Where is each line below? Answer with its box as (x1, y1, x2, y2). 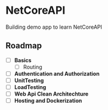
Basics (14, 56, 32, 63)
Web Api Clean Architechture (14, 90, 89, 97)
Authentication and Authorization (14, 70, 100, 77)
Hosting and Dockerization (14, 97, 82, 105)
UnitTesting (14, 77, 44, 84)
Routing (23, 63, 42, 71)
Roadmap (5, 41, 42, 51)
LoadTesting (14, 84, 47, 90)
